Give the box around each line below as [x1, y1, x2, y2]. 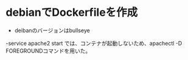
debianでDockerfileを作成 [5, 5, 138, 19]
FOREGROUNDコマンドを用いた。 [5, 47, 91, 55]
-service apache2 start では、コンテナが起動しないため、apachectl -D [5, 39, 183, 47]
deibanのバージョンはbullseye [14, 27, 91, 34]
